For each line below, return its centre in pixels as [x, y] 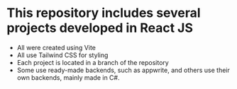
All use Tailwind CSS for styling [62, 55]
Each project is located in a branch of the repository [93, 62]
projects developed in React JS [100, 28]
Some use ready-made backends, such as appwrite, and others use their [123, 70]
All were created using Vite [56, 47]
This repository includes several [104, 13]
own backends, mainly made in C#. [68, 77]
